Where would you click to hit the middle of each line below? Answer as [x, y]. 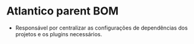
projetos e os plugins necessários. [59, 34]
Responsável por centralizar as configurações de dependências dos [102, 28]
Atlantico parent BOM [62, 11]
